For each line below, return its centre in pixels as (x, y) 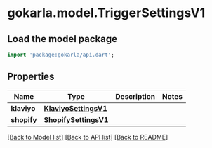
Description (135, 96)
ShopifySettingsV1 (76, 119)
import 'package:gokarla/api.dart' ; (61, 55)
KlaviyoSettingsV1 (75, 108)
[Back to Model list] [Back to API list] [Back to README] (88, 137)
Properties (31, 77)
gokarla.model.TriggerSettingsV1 (106, 13)
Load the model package (62, 39)
